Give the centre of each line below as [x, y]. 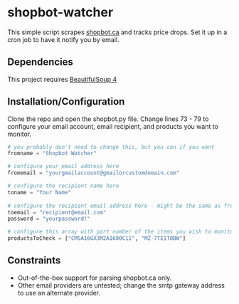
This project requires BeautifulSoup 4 [62, 79]
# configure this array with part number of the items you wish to [110, 232]
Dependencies [40, 62]
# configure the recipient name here [63, 186]
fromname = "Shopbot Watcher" [52, 154]
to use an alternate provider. [59, 293]
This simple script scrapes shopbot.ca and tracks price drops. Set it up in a [117, 32]
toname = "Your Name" [39, 192]
